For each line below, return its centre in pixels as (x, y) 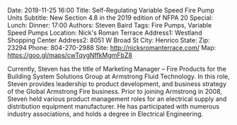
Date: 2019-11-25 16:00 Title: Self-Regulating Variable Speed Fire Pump (111, 10)
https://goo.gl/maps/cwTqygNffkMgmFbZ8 (70, 55)
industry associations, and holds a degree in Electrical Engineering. (105, 114)
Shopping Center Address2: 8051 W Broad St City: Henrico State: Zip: (109, 40)
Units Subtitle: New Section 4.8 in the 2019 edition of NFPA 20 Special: (110, 18)
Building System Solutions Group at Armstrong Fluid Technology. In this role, (118, 76)
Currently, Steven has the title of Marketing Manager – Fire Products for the (117, 69)
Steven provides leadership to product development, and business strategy (117, 84)
